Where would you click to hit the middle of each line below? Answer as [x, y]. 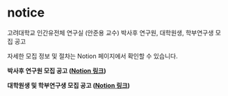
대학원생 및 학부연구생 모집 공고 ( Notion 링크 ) [69, 85]
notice [26, 13]
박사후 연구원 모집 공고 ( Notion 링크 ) [57, 70]
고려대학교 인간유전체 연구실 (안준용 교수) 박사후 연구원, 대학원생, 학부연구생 [111, 32]
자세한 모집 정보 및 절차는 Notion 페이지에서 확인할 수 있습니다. [93, 56]
